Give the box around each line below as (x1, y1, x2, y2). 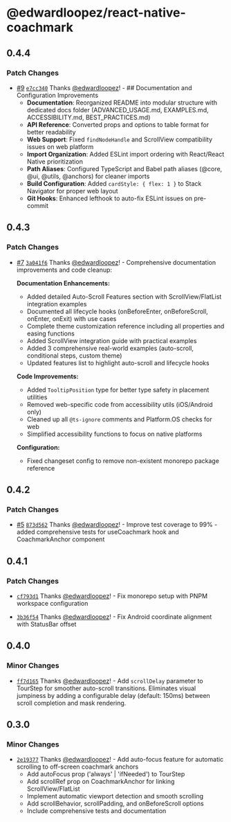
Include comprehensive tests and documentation (26, 807, 167, 815)
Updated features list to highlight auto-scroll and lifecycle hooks (26, 358, 210, 367)
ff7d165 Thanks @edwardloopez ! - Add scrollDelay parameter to (16, 676, 203, 685)
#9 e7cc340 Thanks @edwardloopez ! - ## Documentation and (16, 83, 192, 91)
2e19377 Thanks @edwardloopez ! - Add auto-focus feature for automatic (16, 755, 224, 764)
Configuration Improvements (16, 91, 98, 99)
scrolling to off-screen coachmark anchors (16, 762, 139, 771)
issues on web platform (26, 142, 94, 150)
